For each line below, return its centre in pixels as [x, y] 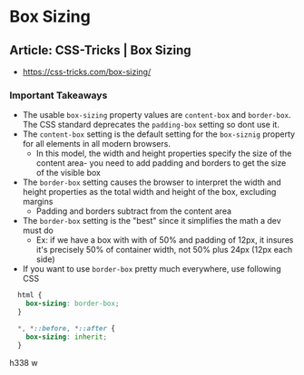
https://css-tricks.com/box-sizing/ [87, 72]
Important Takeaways [59, 95]
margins [38, 202]
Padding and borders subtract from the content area [134, 211]
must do [38, 231]
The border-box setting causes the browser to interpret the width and [152, 182]
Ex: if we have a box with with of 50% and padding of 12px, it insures [165, 240]
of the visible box [69, 173]
